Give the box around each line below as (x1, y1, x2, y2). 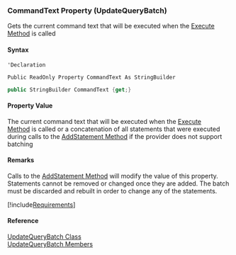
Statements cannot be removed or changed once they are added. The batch (7, 179, 230, 188)
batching (7, 140, 33, 148)
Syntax (7, 45, 29, 54)
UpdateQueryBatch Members (7, 239, 94, 248)
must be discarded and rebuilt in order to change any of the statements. (7, 186, 218, 195)
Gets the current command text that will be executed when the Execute (7, 22, 215, 30)
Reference (7, 217, 39, 225)
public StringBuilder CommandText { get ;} (7, 86, 132, 93)
